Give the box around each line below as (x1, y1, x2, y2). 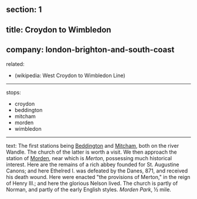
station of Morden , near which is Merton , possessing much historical (6, 154, 172, 161)
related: (6, 60, 25, 67)
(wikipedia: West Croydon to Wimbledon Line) (14, 72, 125, 79)
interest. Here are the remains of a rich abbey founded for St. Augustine (6, 161, 179, 168)
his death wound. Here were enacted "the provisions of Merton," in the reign (6, 173, 191, 180)
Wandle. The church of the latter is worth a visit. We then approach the (6, 148, 177, 155)
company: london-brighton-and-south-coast (6, 45, 175, 55)
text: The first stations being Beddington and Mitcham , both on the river (6, 142, 179, 149)
